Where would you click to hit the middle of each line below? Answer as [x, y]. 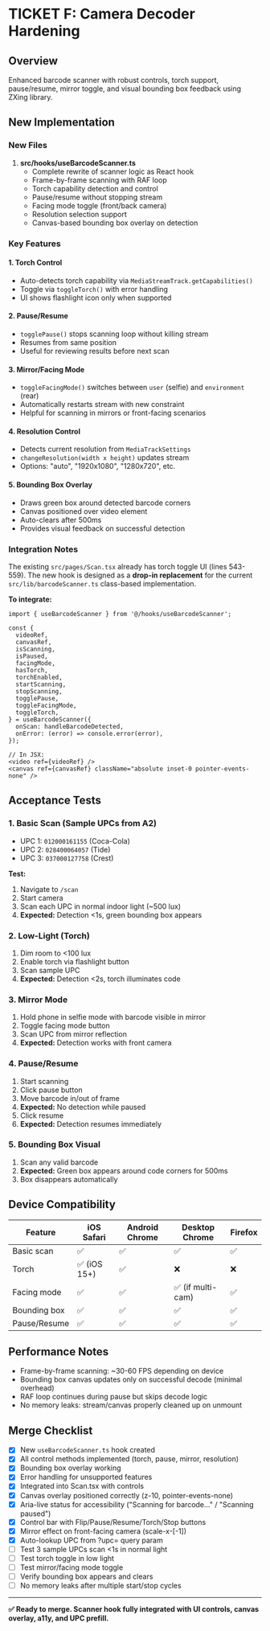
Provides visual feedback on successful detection [102, 528]
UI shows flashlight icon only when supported [96, 298]
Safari [94, 1237]
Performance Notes [59, 1352]
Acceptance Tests [55, 801]
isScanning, [36, 649]
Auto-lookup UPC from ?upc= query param [91, 1540]
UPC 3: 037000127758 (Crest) [67, 858]
